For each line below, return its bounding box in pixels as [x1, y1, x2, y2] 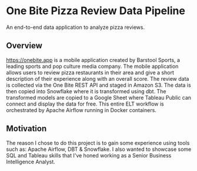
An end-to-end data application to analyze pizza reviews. [6, 24, 145, 31]
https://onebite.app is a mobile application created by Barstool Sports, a [6, 56, 181, 63]
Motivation [6, 124, 47, 134]
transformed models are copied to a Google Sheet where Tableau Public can [6, 94, 192, 101]
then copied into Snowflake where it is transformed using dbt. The [6, 87, 166, 95]
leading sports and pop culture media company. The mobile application [6, 63, 179, 70]
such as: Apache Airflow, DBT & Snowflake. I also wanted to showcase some [6, 146, 192, 153]
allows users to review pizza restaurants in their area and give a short [6, 69, 175, 76]
